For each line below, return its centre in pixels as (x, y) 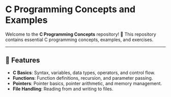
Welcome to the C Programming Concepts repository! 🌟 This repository (81, 34)
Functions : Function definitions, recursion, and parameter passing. (83, 78)
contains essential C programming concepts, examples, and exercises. (79, 40)
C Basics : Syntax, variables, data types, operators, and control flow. (84, 73)
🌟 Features (23, 60)
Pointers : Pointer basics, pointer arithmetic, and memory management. (87, 83)
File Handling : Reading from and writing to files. (63, 89)
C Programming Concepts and (70, 9)
